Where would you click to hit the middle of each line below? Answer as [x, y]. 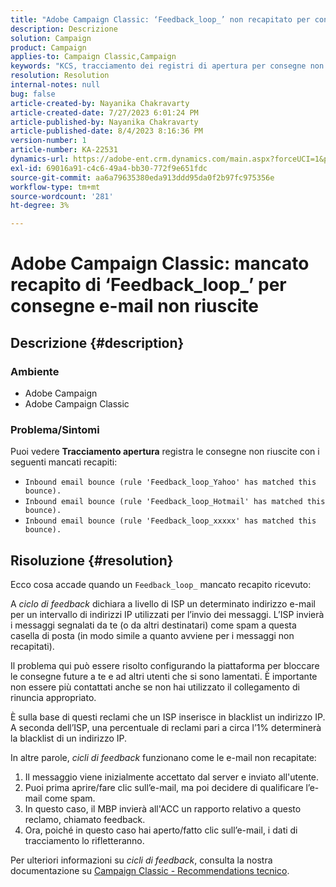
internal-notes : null [55, 85]
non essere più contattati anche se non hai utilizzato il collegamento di [155, 687]
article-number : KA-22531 [64, 150]
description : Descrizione [64, 29]
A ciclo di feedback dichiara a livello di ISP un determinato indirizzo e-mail [163, 604]
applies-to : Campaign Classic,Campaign [93, 57]
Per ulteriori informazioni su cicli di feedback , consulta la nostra [141, 860]
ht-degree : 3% [40, 206]
